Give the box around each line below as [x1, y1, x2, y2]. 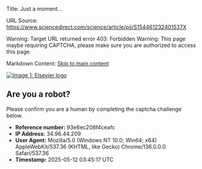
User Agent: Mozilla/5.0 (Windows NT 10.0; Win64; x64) [15, 136, 157, 143]
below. [6, 112, 23, 119]
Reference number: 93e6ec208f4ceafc [15, 123, 116, 131]
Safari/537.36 [15, 149, 49, 157]
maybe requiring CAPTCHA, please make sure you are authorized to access [6, 42, 197, 49]
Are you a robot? [6, 89, 71, 100]
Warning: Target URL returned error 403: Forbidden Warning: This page [6, 35, 186, 42]
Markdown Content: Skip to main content [6, 60, 110, 67]
